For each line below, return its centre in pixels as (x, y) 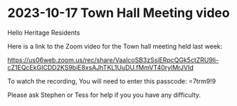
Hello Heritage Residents (44, 33)
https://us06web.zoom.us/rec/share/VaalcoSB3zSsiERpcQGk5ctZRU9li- (113, 60)
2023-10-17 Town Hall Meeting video (118, 13)
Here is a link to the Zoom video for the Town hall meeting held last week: (115, 46)
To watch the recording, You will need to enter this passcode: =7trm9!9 (112, 81)
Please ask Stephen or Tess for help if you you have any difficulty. (104, 95)
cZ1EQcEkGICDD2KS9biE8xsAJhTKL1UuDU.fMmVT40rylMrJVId (100, 67)
